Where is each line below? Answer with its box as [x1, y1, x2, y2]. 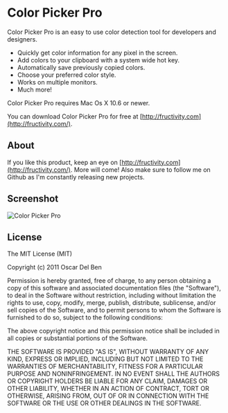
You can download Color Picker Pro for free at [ [7, 112, 143, 121]
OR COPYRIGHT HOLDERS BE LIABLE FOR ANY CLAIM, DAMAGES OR [7, 377, 208, 385]
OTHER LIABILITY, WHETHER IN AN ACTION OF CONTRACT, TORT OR [7, 385, 209, 393]
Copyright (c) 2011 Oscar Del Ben [7, 263, 102, 272]
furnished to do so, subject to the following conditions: [7, 313, 163, 322]
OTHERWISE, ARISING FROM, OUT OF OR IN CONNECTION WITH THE [7, 392, 209, 400]
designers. [7, 35, 38, 43]
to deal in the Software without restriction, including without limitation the [7, 291, 216, 299]
